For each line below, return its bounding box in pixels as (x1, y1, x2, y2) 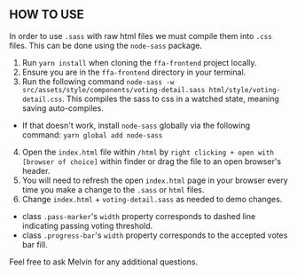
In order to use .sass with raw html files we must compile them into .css (9, 30, 272, 41)
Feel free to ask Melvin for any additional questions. (9, 256, 199, 267)
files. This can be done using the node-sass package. (9, 40, 202, 51)
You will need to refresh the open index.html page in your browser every (21, 175, 288, 185)
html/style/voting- (208, 85, 281, 94)
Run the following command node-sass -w (21, 75, 175, 87)
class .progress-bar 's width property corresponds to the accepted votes (21, 230, 288, 241)
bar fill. (21, 239, 48, 249)
